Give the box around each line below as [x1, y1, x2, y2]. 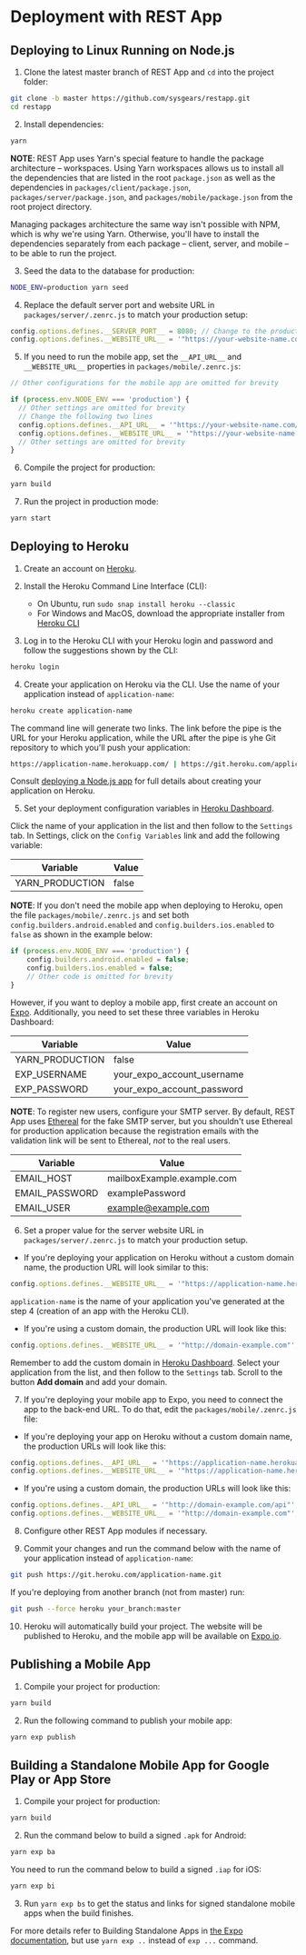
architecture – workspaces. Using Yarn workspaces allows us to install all [10, 162, 284, 174]
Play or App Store [10, 1771, 112, 1787]
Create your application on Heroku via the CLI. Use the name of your [23, 679, 281, 690]
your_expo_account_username [113, 1068, 244, 1081]
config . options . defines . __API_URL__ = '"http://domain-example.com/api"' [10, 1501, 296, 1510]
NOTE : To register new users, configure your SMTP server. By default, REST [10, 1106, 296, 1117]
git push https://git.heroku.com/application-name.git [10, 1571, 222, 1580]
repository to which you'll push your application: [10, 742, 191, 753]
